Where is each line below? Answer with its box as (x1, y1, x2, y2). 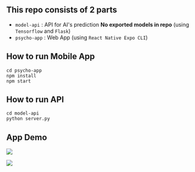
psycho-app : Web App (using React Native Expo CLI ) (15, 33, 148, 41)
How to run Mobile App (6, 51, 95, 62)
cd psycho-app (6, 67, 43, 73)
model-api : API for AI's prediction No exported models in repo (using (15, 21, 190, 28)
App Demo (6, 132, 47, 142)
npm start (6, 78, 32, 84)
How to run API (6, 94, 64, 105)
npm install (6, 73, 36, 79)
